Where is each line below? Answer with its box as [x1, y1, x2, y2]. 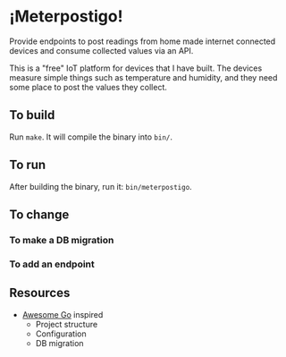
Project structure [35, 319, 98, 329]
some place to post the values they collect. [9, 81, 167, 92]
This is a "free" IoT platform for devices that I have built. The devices [9, 63, 263, 73]
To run [9, 157, 46, 173]
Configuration [35, 328, 87, 339]
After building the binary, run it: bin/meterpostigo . [9, 181, 192, 191]
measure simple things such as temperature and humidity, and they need [9, 72, 278, 82]
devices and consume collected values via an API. [9, 45, 194, 55]
